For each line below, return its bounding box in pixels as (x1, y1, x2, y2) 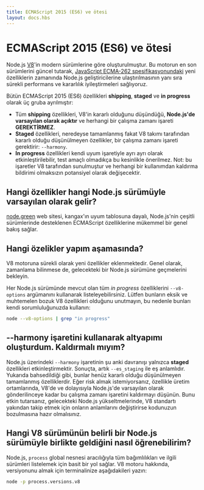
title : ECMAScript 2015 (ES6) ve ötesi (6, 9, 108, 15)
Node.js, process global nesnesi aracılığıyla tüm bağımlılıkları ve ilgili (6, 453, 177, 461)
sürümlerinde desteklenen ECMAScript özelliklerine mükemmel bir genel (6, 219, 188, 227)
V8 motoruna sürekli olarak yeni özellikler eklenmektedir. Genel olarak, (6, 260, 183, 267)
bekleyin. (6, 272, 29, 280)
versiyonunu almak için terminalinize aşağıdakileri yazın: (6, 467, 147, 474)
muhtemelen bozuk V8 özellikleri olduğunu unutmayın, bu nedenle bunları (6, 298, 191, 305)
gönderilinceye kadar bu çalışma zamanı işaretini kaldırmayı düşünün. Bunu (6, 390, 195, 398)
